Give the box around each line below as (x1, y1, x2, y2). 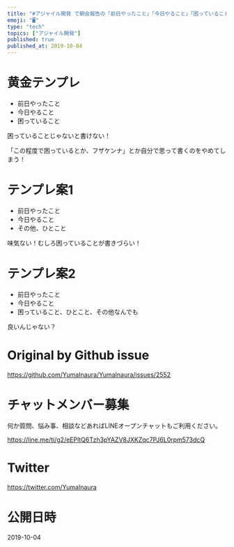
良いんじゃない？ (7, 322, 56, 331)
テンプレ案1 (7, 182, 74, 198)
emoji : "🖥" (7, 17, 40, 24)
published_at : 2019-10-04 (7, 43, 82, 50)
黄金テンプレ (7, 75, 81, 91)
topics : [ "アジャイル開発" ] (7, 29, 81, 37)
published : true (7, 36, 54, 43)
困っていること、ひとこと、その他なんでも (17, 308, 139, 316)
